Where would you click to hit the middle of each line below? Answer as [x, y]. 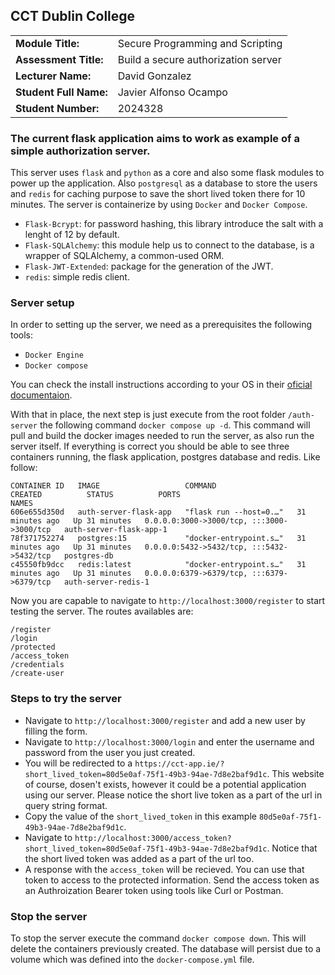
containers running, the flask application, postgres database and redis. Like [165, 457]
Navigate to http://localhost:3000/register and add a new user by [165, 720]
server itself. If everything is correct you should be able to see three [150, 446]
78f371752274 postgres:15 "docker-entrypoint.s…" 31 [158, 539]
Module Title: [47, 43]
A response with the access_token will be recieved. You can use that [164, 869]
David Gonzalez [154, 76]
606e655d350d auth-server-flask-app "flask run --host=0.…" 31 [158, 512]
